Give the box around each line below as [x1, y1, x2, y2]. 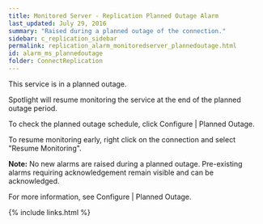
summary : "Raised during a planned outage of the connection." [8, 27, 227, 35]
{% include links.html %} [8, 207, 91, 217]
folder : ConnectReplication [8, 57, 104, 66]
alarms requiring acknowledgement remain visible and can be [8, 167, 214, 177]
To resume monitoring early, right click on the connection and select [8, 134, 236, 144]
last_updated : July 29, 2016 [8, 19, 107, 27]
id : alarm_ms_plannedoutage [8, 49, 104, 57]
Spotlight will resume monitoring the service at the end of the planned [8, 95, 241, 104]
